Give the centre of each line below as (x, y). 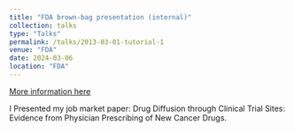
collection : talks (43, 26)
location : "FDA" (39, 67)
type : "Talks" (35, 33)
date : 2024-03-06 (41, 58)
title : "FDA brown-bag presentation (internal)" (101, 17)
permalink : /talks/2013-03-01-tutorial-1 (87, 42)
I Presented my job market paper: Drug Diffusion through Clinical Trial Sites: (147, 108)
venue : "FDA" (33, 50)
